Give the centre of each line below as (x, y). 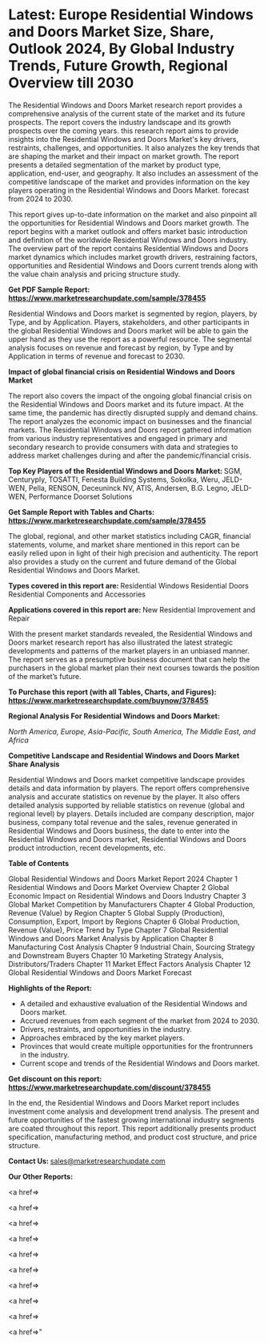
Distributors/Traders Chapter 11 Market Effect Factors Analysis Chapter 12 (130, 964)
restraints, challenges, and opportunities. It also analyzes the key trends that (134, 148)
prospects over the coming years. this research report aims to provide (124, 131)
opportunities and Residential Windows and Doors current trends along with (133, 265)
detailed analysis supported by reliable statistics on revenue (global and (127, 805)
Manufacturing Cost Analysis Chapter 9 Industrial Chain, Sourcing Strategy (132, 947)
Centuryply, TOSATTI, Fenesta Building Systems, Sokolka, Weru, (114, 479)
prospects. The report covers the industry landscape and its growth (120, 122)
